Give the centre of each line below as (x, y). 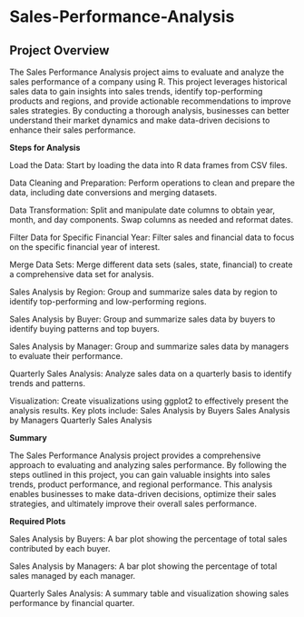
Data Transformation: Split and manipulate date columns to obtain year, (142, 210)
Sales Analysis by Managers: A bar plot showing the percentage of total (143, 566)
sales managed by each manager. (73, 576)
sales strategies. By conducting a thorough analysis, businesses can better (150, 110)
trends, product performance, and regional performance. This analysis (141, 484)
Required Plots (38, 521)
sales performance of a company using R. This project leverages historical (148, 82)
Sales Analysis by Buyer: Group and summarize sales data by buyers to (142, 319)
